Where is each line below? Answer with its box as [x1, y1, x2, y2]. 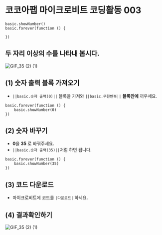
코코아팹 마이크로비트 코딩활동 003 [5, 4, 142, 16]
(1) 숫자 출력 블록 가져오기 [5, 78, 80, 87]
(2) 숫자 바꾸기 [5, 126, 48, 135]
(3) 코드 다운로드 [5, 180, 54, 189]
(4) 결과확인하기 [5, 210, 52, 219]
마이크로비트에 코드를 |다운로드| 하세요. [12, 194, 88, 200]
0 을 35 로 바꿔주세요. [12, 140, 55, 146]
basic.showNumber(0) [14, 107, 57, 112]
